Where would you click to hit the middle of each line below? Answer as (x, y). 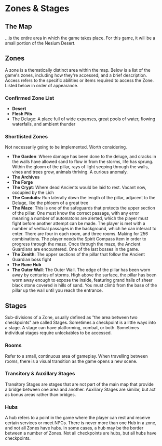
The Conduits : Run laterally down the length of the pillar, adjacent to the (84, 198)
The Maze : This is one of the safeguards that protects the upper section (84, 208)
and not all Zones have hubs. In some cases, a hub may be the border (74, 428)
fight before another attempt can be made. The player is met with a (79, 223)
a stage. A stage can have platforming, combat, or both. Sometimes (72, 328)
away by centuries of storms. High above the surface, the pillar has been (84, 275)
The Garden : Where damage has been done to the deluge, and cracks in (84, 157)
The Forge (22, 182)
